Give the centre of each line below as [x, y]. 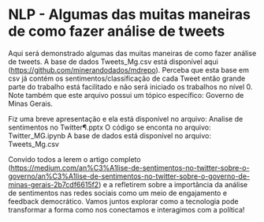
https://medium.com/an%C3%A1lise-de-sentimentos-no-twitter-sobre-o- [130, 167]
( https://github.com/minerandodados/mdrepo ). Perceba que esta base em [129, 70]
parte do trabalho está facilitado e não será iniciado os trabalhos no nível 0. [130, 87]
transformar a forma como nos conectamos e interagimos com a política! [126, 209]
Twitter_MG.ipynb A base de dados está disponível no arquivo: [110, 135]
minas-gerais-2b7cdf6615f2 [54, 184]
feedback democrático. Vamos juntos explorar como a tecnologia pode [123, 201]
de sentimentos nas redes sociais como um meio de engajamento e [117, 193]
